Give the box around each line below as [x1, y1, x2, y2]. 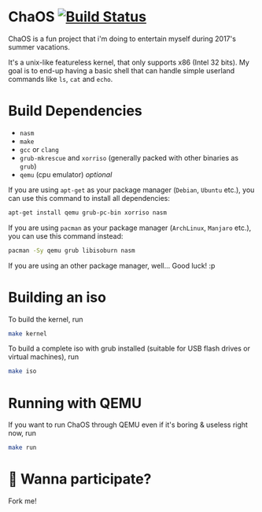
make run [8, 443, 37, 452]
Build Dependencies [8, 102, 143, 120]
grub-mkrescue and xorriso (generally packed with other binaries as [19, 153, 238, 162]
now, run [8, 429, 37, 438]
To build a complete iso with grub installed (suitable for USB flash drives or [8, 343, 250, 354]
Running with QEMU [8, 394, 142, 412]
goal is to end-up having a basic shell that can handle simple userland [8, 65, 235, 75]
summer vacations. [8, 42, 71, 51]
